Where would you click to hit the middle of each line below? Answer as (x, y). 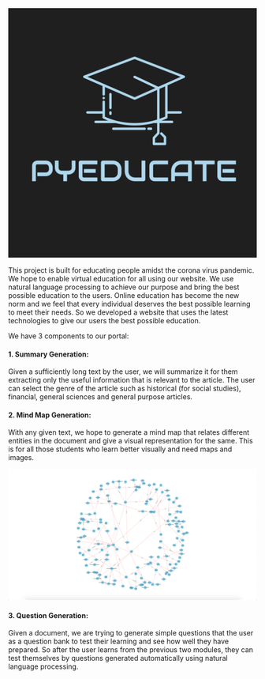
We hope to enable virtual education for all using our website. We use (121, 278)
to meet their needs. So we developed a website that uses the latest (118, 312)
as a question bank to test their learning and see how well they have (119, 641)
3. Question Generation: (49, 615)
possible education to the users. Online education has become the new (124, 295)
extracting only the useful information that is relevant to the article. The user (132, 380)
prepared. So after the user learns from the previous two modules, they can (131, 650)
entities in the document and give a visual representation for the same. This (131, 441)
